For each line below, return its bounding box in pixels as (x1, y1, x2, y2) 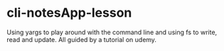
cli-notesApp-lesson (6, 5, 132, 21)
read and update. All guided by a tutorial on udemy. (6, 35, 157, 43)
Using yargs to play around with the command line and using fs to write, (6, 28, 218, 36)
